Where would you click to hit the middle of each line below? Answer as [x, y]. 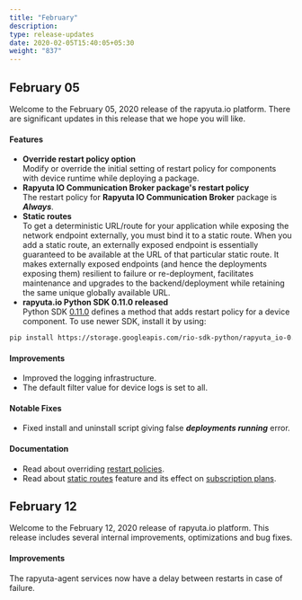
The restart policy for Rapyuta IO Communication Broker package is [149, 198]
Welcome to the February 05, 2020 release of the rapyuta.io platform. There [150, 109]
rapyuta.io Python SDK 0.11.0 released [95, 303]
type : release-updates [52, 34]
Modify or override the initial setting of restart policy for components [149, 169]
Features [26, 139]
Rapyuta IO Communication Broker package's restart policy [136, 188]
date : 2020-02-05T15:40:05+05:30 [72, 43]
